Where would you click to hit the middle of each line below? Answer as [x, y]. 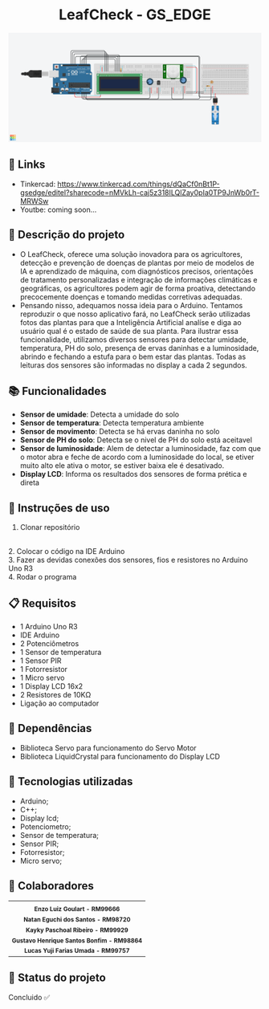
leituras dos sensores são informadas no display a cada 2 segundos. [133, 365]
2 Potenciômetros [49, 644]
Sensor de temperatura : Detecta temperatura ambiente [112, 423]
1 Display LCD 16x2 [51, 686]
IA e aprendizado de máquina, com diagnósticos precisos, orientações [137, 271]
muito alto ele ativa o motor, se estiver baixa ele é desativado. [122, 466]
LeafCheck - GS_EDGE [135, 15]
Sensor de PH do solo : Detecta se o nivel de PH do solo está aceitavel [136, 440]
